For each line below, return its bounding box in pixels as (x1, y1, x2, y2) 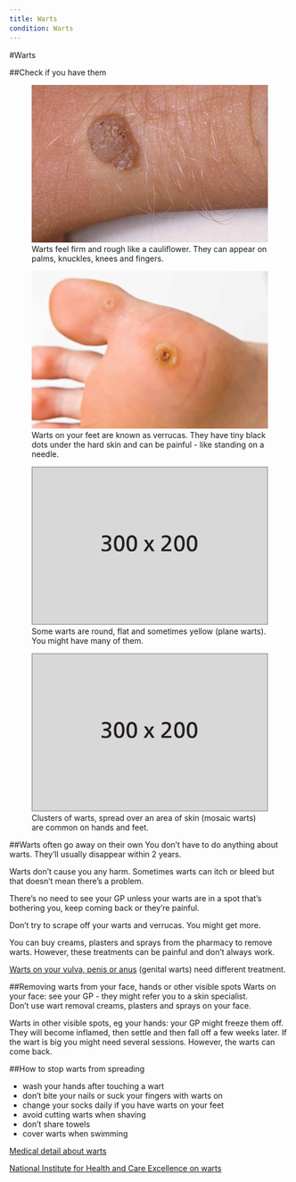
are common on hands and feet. (31, 822, 149, 832)
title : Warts (9, 14, 58, 23)
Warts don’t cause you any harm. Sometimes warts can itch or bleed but (9, 865, 275, 876)
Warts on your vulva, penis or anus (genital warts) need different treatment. (9, 964, 286, 975)
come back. (9, 1046, 53, 1057)
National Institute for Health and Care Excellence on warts (9, 1162, 222, 1173)
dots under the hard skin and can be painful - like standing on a (31, 439, 265, 451)
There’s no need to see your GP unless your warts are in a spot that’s (9, 892, 262, 903)
